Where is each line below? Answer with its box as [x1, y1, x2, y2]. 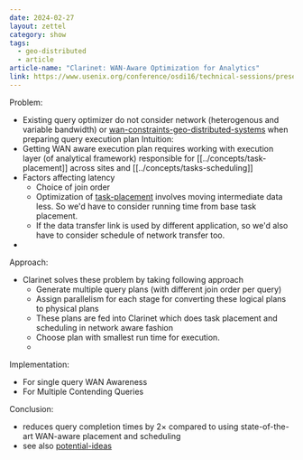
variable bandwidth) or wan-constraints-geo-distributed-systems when [22, 124, 289, 135]
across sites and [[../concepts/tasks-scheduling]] [69, 162, 254, 173]
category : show [9, 30, 67, 39]
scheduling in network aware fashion [35, 322, 174, 333]
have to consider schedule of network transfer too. [35, 230, 225, 240]
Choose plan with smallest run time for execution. [35, 332, 221, 343]
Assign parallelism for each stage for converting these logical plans [35, 293, 287, 304]
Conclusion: [9, 403, 54, 414]
